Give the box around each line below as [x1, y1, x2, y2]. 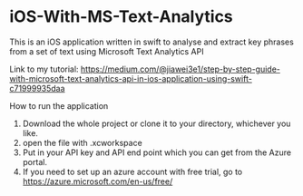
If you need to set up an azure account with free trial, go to [22, 166, 243, 177]
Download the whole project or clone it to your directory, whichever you [22, 118, 291, 129]
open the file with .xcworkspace [22, 137, 142, 148]
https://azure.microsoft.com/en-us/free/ [22, 175, 173, 187]
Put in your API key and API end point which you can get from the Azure [22, 147, 292, 158]
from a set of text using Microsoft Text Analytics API [9, 45, 204, 56]
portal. [22, 156, 48, 167]
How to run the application [9, 100, 109, 111]
